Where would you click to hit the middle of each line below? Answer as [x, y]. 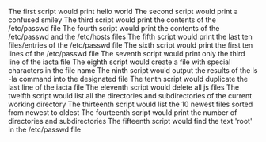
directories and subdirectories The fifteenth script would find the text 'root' [130, 121]
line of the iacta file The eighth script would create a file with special [120, 62]
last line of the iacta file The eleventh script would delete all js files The [124, 87]
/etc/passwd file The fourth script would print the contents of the [114, 28]
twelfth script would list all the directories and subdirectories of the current [130, 96]
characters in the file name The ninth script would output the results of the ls [133, 70]
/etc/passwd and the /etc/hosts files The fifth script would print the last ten [131, 36]
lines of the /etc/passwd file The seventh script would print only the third [127, 54]
